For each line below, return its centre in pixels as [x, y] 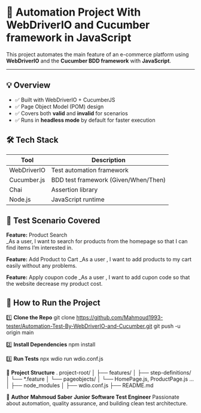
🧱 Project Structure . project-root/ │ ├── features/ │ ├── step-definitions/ [99, 373]
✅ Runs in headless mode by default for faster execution [85, 120]
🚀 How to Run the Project [53, 303]
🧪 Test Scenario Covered [53, 221]
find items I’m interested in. [39, 248]
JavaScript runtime [78, 199]
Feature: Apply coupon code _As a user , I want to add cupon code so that [98, 277]
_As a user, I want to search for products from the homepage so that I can [97, 241]
